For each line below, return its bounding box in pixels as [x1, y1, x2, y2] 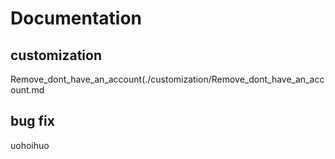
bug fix [10, 113, 55, 130]
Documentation [10, 7, 143, 30]
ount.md [10, 84, 45, 96]
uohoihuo [10, 139, 50, 151]
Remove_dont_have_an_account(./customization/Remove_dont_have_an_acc [10, 73, 325, 85]
